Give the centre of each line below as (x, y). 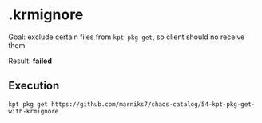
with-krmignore (34, 111)
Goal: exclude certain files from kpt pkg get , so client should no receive (127, 37)
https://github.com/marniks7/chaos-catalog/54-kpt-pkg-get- (153, 104)
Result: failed (30, 61)
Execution (34, 86)
